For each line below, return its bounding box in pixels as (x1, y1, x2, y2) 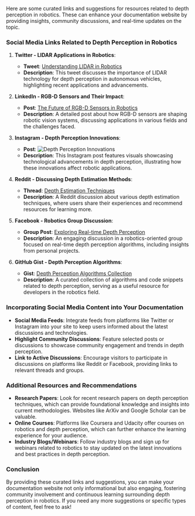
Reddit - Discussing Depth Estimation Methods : (14, 176, 133, 183)
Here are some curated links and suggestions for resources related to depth (6, 5, 189, 12)
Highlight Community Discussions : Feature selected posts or (14, 335, 165, 342)
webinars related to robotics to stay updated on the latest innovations (14, 444, 182, 451)
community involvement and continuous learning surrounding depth (6, 491, 170, 498)
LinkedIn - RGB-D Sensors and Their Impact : (14, 93, 125, 100)
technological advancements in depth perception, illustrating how (23, 158, 182, 165)
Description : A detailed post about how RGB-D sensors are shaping (23, 111, 187, 118)
